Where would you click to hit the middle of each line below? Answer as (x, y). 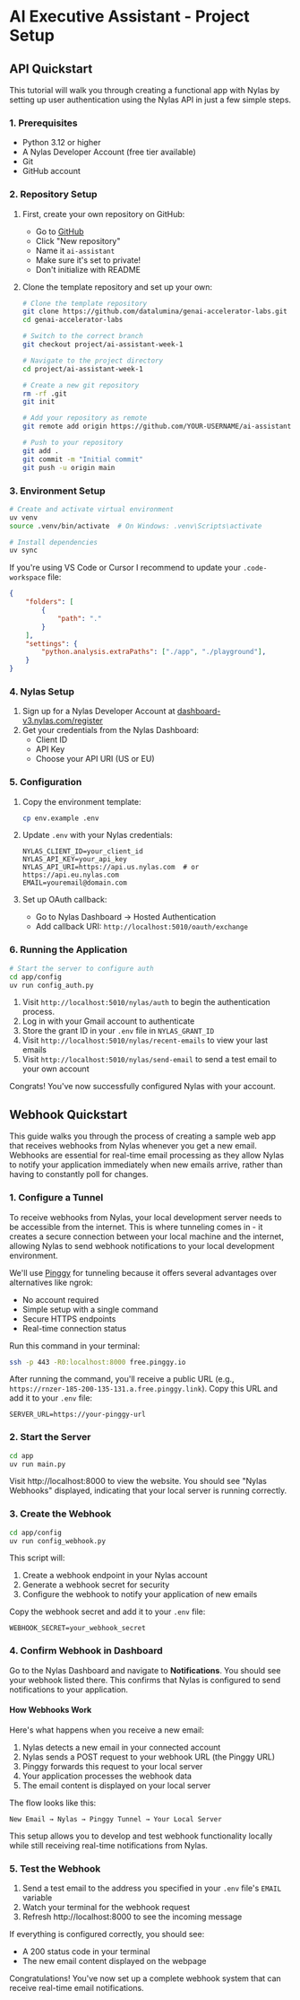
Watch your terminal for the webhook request (106, 1908)
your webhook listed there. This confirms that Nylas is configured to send (145, 1680)
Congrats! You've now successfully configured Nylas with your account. (142, 1087)
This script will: (37, 1558)
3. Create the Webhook (60, 1514)
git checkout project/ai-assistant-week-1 (103, 345)
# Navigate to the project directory (93, 361)
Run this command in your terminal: (75, 1345)
